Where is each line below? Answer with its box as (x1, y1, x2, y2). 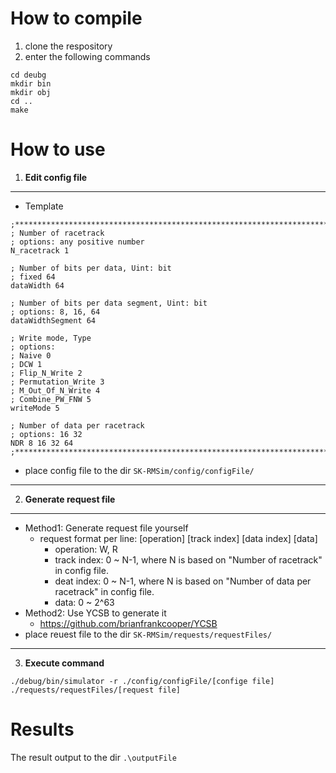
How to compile (10, 7, 143, 30)
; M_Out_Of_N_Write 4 (10, 385, 101, 396)
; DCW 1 (10, 359, 43, 369)
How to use (10, 138, 106, 161)
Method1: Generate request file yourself (24, 522, 189, 534)
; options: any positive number (10, 237, 145, 247)
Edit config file (24, 171, 88, 183)
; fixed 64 (10, 272, 56, 282)
